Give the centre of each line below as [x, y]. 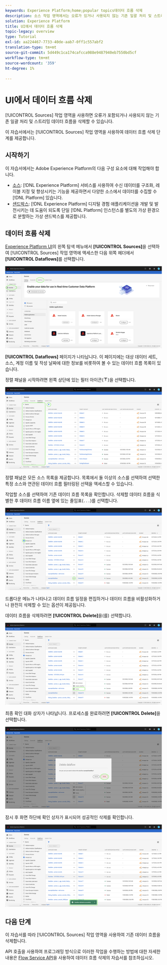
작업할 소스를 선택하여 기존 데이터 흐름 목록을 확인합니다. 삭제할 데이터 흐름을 [80, 494]
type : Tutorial [21, 37]
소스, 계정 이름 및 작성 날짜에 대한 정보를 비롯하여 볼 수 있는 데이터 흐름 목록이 [81, 363]
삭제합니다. [16, 941]
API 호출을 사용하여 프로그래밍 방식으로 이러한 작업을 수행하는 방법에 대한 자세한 [83, 952]
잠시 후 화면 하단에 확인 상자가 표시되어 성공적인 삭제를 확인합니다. [69, 818]
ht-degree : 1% [20, 68]
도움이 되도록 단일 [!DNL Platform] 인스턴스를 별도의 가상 [91, 210]
